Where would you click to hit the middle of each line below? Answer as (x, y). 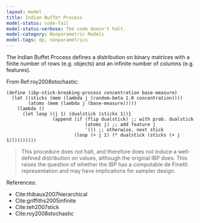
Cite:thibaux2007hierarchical (51, 194)
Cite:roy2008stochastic (44, 213)
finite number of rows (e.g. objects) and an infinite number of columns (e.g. (100, 63)
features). (18, 70)
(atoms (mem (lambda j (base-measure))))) (82, 103)
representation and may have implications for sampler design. (98, 171)
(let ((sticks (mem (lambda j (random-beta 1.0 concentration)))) (97, 98)
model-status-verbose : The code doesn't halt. (66, 29)
